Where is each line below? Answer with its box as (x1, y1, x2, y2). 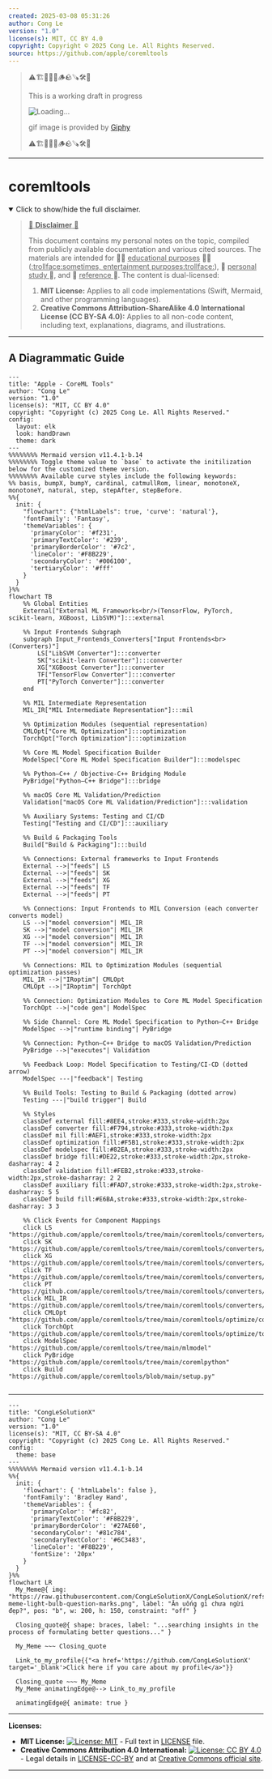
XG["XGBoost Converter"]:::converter (37, 663, 164, 672)
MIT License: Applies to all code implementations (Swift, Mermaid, (40, 285, 263, 296)
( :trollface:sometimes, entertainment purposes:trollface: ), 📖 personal (28, 261, 257, 271)
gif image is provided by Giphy (28, 122, 131, 132)
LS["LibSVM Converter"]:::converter (37, 649, 161, 657)
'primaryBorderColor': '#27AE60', (29, 1521, 147, 1529)
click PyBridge (23, 1350, 74, 1359)
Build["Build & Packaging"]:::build (23, 840, 147, 849)
